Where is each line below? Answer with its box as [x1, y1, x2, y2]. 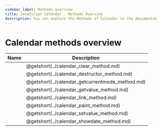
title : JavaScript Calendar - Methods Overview [5, 12, 103, 16]
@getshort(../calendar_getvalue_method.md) [26, 86, 129, 93]
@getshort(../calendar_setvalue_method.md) [26, 110, 129, 117]
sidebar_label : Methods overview [5, 7, 73, 12]
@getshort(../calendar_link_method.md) [26, 94, 117, 101]
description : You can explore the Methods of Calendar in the [5, 16, 133, 21]
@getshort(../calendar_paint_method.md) [26, 102, 120, 109]
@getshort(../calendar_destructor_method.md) [26, 71, 132, 78]
